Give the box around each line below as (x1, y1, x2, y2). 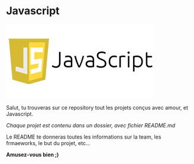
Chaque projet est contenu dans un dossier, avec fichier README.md (6, 121, 176, 128)
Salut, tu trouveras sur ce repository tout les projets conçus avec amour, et (6, 104, 188, 111)
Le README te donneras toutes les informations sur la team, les (6, 133, 161, 140)
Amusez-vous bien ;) (6, 151, 59, 158)
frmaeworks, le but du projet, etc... (6, 139, 90, 146)
